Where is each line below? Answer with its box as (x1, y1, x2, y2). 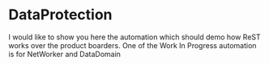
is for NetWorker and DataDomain (8, 49, 122, 59)
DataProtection (8, 6, 113, 24)
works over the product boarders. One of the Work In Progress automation (8, 40, 257, 50)
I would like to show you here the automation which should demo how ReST (8, 32, 261, 42)
